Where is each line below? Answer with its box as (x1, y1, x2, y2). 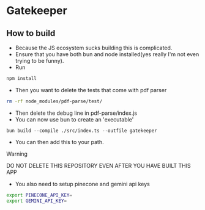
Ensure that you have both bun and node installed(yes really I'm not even (15, 51, 199, 58)
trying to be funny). (15, 57, 64, 64)
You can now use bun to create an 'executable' (15, 115, 134, 123)
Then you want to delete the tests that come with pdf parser (15, 86, 167, 93)
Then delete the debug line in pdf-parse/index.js (15, 109, 138, 117)
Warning (6, 150, 28, 157)
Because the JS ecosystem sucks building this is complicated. (15, 44, 173, 51)
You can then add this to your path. (15, 138, 104, 145)
